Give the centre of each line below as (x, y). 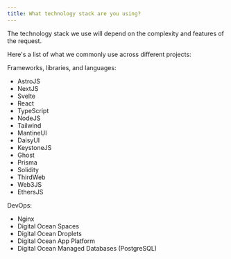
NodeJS (29, 118)
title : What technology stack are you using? (74, 14)
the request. (25, 41)
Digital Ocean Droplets (49, 233)
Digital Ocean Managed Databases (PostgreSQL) (87, 248)
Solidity (28, 169)
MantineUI (32, 133)
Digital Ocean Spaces (48, 226)
